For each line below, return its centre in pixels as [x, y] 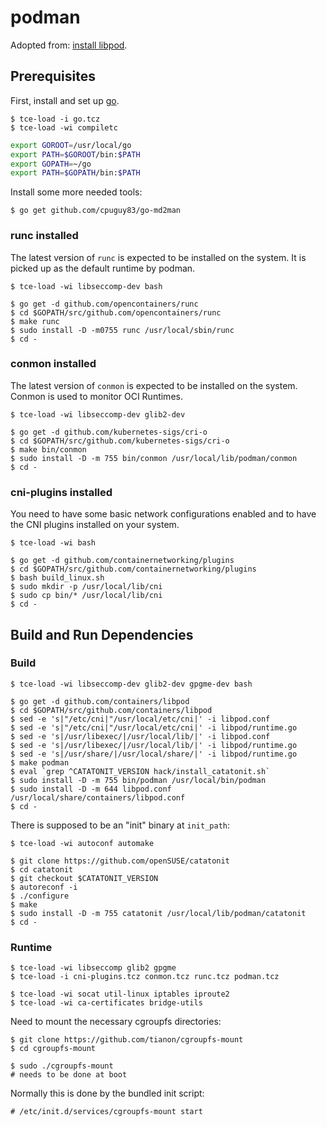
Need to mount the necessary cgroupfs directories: [116, 1022]
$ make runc [35, 321]
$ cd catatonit [42, 869]
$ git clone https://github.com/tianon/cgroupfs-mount [127, 1040]
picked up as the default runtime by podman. [103, 268]
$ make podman [40, 762]
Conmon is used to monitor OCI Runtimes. [96, 396]
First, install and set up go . [65, 100]
